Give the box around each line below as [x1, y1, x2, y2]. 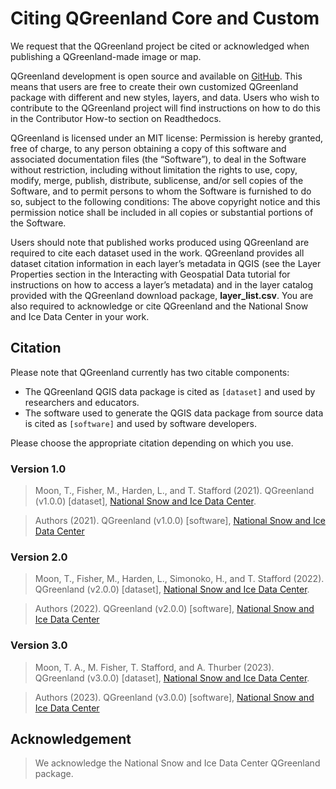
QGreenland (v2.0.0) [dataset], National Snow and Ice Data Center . [34, 583, 310, 596]
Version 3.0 [10, 638, 68, 652]
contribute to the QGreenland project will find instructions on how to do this [10, 102, 321, 114]
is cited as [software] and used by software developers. [24, 417, 257, 429]
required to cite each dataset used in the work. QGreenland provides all [10, 247, 305, 259]
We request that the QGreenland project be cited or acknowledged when [10, 40, 310, 52]
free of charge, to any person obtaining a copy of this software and [10, 142, 287, 154]
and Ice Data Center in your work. [10, 310, 150, 322]
